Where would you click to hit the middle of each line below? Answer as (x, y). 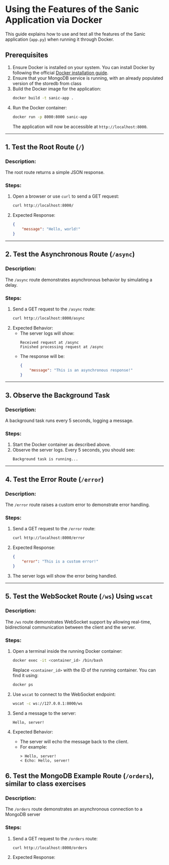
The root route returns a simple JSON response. (55, 172)
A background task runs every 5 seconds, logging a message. (69, 421)
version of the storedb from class (47, 83)
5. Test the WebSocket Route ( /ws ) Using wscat (79, 597)
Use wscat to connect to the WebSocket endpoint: (64, 694)
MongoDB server (23, 815)
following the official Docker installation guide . (60, 73)
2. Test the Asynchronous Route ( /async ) (70, 254)
